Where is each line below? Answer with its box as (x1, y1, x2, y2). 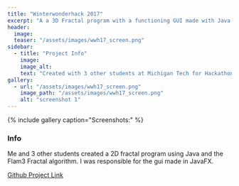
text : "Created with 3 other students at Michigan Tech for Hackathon (20, 70, 234, 77)
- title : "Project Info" (14, 50, 87, 58)
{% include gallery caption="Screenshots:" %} (7, 116, 144, 124)
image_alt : (20, 63, 53, 70)
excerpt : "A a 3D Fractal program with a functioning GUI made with (7, 17, 215, 24)
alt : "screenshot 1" (20, 97, 81, 104)
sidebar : (7, 43, 33, 50)
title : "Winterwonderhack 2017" (7, 10, 103, 18)
